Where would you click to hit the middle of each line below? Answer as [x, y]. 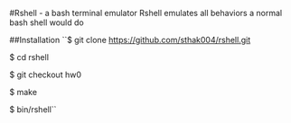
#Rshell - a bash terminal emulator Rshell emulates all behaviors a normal [146, 13]
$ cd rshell [29, 57]
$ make [23, 92]
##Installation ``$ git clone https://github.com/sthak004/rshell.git [130, 40]
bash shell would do [47, 22]
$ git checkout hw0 [45, 75]
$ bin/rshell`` [33, 110]
